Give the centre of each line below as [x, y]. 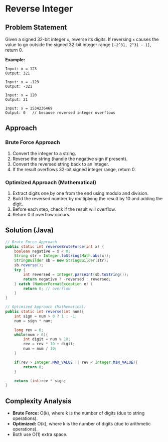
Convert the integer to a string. [44, 153]
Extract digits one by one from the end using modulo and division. [80, 193]
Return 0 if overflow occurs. [41, 214]
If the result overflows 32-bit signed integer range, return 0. [74, 169]
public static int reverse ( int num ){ [45, 312]
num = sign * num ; [33, 321]
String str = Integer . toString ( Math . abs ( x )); [63, 256]
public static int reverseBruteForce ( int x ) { [55, 246]
